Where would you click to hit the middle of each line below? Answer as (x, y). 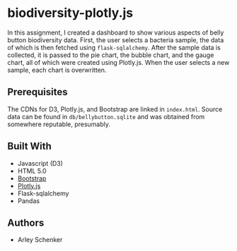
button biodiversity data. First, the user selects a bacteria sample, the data (116, 39)
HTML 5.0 (32, 171)
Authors (26, 222)
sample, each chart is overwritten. (57, 70)
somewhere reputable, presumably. (59, 124)
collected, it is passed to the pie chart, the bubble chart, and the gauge (111, 55)
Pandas (29, 201)
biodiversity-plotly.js (70, 13)
